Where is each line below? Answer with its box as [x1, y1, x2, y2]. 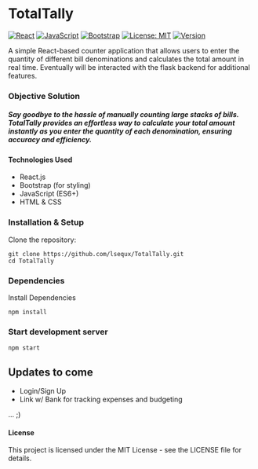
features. [8, 71, 38, 80]
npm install [8, 308, 47, 317]
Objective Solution [8, 90, 81, 101]
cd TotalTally [8, 257, 55, 265]
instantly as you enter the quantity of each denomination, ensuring [8, 126, 233, 136]
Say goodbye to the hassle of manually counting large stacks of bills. [8, 110, 239, 119]
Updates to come [8, 365, 94, 379]
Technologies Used [8, 155, 73, 164]
